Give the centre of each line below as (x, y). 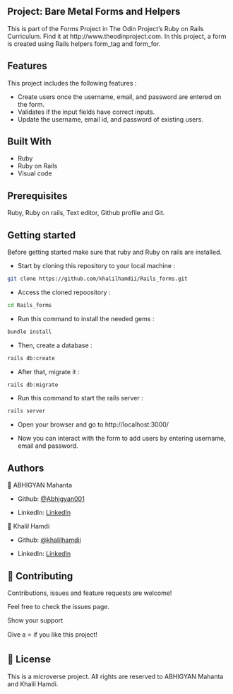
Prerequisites (37, 196)
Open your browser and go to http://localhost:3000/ (93, 424)
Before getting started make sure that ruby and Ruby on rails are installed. (115, 252)
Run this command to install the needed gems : (86, 318)
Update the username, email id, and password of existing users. (110, 119)
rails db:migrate (33, 385)
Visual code (35, 173)
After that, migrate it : (48, 371)
